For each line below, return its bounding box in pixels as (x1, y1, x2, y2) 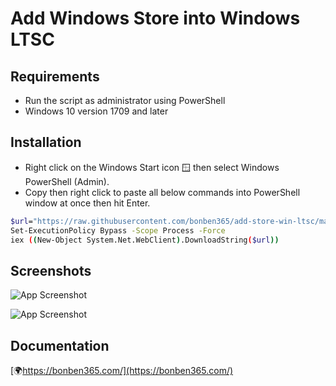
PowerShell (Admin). (24, 175, 110, 187)
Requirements (10, 68, 100, 85)
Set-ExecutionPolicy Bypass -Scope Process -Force (10, 225, 226, 236)
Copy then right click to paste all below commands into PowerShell (24, 186, 301, 198)
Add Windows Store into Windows (10, 7, 301, 30)
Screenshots (10, 262, 92, 279)
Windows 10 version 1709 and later (24, 105, 169, 117)
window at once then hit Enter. (24, 197, 151, 209)
